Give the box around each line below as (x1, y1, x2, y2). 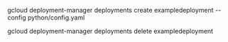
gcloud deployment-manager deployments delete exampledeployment (7, 27, 214, 35)
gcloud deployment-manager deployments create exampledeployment (7, 6, 215, 14)
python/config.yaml (27, 13, 85, 22)
